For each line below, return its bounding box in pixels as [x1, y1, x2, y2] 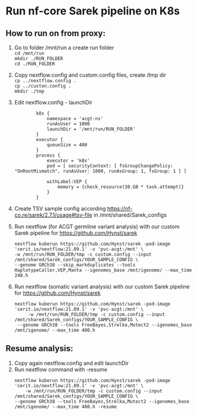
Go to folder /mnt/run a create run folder [14, 44, 115, 51]
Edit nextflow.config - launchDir [14, 99, 93, 106]
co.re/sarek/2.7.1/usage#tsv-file [14, 211, 92, 219]
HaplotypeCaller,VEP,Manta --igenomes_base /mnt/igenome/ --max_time [14, 267, 193, 273]
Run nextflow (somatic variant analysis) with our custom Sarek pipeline [14, 283, 190, 290]
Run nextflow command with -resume [14, 366, 107, 373]
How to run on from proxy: [5, 28, 106, 38]
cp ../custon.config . [14, 83, 71, 89]
